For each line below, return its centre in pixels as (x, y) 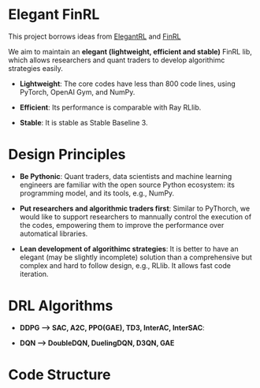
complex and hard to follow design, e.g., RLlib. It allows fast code (125, 265)
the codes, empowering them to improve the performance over (122, 225)
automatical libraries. (54, 233)
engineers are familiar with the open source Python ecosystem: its (127, 185)
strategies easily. (35, 68)
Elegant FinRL (54, 15)
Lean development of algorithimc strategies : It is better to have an (129, 248)
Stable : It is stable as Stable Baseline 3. (84, 122)
